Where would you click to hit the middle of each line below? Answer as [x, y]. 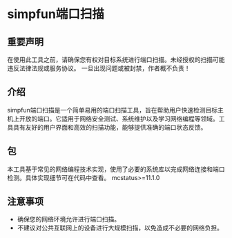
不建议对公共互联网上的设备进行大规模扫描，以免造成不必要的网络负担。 [120, 228]
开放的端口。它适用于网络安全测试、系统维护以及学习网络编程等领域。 [119, 119]
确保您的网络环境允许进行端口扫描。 [69, 219]
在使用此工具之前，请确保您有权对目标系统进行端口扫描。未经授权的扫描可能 [116, 60]
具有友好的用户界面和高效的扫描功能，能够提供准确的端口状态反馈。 [110, 127]
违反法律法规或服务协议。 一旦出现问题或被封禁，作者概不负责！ [99, 68]
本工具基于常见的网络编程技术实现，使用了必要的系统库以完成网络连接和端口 [116, 169]
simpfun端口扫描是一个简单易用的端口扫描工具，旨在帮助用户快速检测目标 [113, 110]
